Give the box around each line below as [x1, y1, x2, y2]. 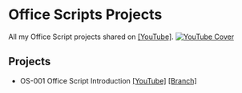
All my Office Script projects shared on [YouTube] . [8, 32, 174, 41]
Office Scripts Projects [8, 6, 163, 24]
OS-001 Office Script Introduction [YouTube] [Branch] [19, 76, 198, 85]
